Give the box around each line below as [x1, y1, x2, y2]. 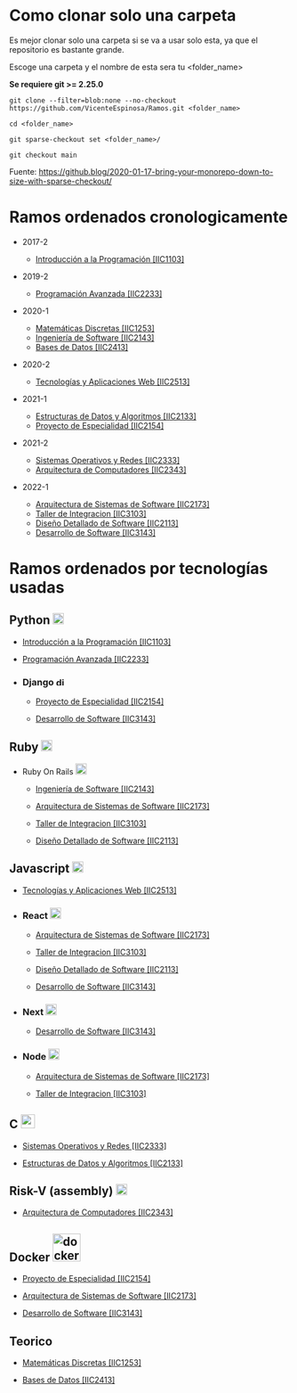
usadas [9, 578, 65, 598]
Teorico [9, 1333, 53, 1348]
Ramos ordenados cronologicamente [9, 207, 288, 227]
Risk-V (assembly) [9, 1183, 114, 1199]
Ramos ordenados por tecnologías [9, 559, 269, 579]
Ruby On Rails [21, 766, 74, 776]
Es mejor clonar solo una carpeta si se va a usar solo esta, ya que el [9, 35, 258, 45]
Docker [9, 1250, 51, 1265]
